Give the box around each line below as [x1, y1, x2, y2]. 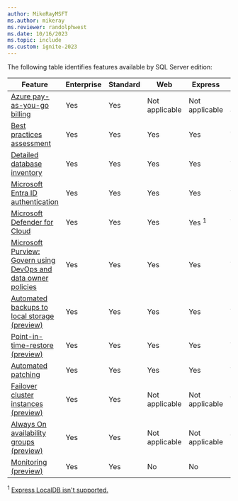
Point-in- [11, 332, 44, 341]
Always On [11, 420, 47, 429]
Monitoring [11, 458, 47, 467]
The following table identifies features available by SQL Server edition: [7, 63, 212, 71]
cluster [11, 390, 34, 400]
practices [11, 130, 42, 139]
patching [11, 370, 40, 379]
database [11, 159, 42, 169]
